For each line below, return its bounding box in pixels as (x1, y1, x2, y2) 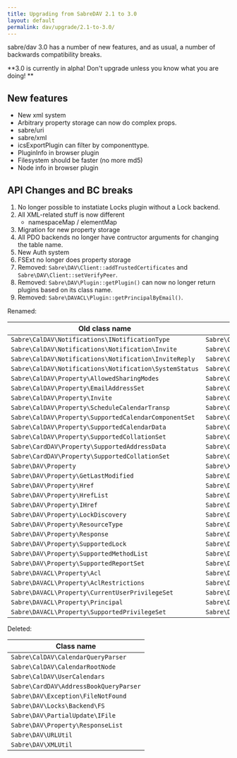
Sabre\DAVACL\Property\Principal (11, 599, 123, 606)
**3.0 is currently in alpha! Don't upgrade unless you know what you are (7, 64, 219, 73)
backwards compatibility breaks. (7, 50, 102, 59)
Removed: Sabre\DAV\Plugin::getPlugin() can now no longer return (17, 278, 216, 287)
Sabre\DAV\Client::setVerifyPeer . (17, 270, 118, 279)
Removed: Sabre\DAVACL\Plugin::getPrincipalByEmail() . (17, 293, 183, 302)
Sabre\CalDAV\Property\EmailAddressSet (11, 384, 145, 392)
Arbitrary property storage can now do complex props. (17, 118, 177, 127)
